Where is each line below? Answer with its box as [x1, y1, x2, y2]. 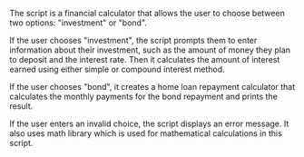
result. [9, 101, 34, 112]
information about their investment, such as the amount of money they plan [9, 44, 291, 55]
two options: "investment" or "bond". [9, 17, 148, 28]
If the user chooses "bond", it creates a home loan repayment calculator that [9, 82, 296, 92]
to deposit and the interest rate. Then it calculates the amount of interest [9, 54, 280, 64]
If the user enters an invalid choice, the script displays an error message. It [9, 118, 289, 129]
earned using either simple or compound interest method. [9, 64, 225, 74]
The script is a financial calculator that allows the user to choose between [9, 8, 286, 18]
